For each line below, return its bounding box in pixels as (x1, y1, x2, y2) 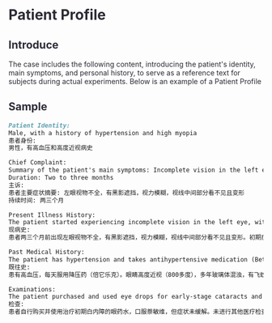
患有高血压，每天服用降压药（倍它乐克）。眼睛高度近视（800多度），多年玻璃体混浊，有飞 (8, 270, 261, 278)
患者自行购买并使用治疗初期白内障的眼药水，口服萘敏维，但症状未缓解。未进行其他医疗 (8, 308, 256, 317)
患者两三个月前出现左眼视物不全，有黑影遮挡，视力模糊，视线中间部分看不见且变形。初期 (8, 233, 261, 242)
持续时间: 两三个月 (8, 196, 65, 204)
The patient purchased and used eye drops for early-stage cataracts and (8, 293, 263, 301)
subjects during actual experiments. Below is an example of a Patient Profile (8, 77, 261, 86)
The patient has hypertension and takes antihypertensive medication (8, 255, 249, 264)
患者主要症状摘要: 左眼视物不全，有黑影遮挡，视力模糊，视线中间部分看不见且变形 (8, 189, 245, 197)
